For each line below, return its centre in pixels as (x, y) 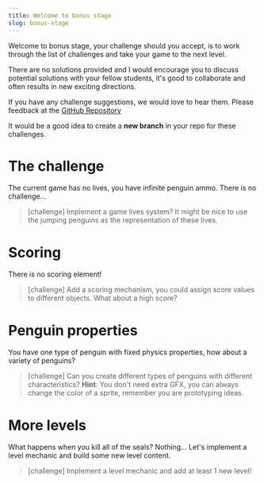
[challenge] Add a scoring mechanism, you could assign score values (141, 290)
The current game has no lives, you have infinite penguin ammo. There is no (132, 188)
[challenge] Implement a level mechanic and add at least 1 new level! (140, 471)
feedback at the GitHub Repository (65, 110)
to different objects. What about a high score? (102, 298)
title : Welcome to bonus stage (60, 15)
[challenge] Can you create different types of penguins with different (140, 376)
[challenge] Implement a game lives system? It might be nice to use (138, 212)
